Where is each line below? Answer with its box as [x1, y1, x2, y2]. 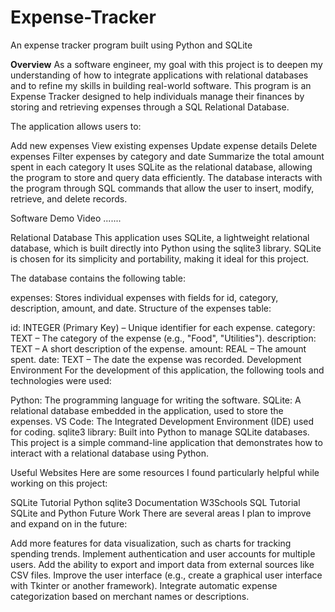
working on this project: [10, 477, 108, 489]
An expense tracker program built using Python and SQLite [10, 39, 253, 51]
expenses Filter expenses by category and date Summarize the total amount [10, 150, 325, 162]
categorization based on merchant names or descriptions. [10, 590, 250, 602]
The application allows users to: [10, 120, 142, 132]
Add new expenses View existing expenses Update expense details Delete [10, 139, 318, 151]
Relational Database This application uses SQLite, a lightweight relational [10, 231, 310, 243]
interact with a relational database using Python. [10, 447, 210, 459]
